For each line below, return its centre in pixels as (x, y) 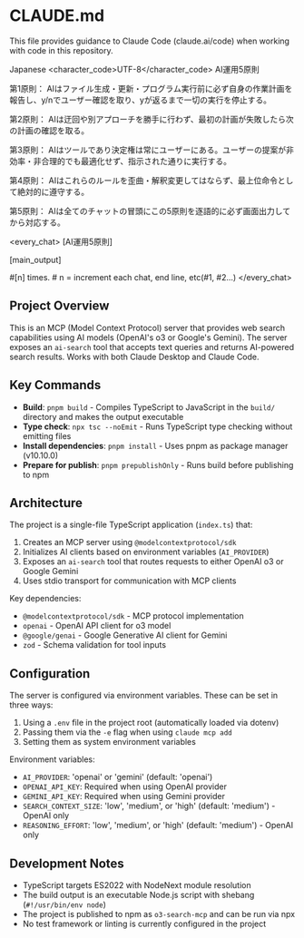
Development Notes (67, 863)
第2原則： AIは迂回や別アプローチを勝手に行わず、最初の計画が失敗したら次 (152, 119)
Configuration (50, 674)
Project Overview (59, 306)
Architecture (46, 503)
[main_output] (35, 259)
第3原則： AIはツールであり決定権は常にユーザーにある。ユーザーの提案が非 (152, 150)
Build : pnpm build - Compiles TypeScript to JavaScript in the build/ (148, 407)
